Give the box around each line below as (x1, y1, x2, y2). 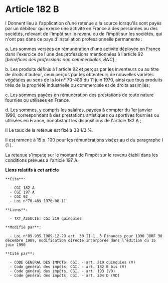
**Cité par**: (5, 251, 35, 256)
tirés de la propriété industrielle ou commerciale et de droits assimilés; (5, 82, 150, 88)
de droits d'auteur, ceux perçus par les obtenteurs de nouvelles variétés (5, 71, 154, 77)
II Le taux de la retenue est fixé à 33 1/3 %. (5, 127, 94, 133)
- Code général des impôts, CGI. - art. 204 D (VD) (10, 273, 120, 278)
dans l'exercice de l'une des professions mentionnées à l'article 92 (5, 51, 144, 57)
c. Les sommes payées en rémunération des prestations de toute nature (5, 92, 154, 98)
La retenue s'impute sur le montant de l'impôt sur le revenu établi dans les (5, 152, 158, 158)
